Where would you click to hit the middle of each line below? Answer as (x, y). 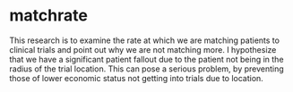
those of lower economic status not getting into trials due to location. (137, 78)
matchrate (48, 16)
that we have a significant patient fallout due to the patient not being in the (146, 59)
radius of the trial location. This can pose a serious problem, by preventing (146, 69)
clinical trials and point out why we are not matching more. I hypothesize (143, 49)
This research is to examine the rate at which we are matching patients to (145, 40)
